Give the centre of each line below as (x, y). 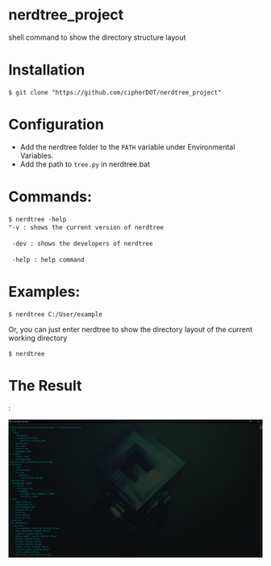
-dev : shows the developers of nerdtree (82, 243)
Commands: (50, 196)
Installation (47, 70)
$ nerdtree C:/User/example (56, 314)
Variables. (37, 155)
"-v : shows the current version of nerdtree (86, 227)
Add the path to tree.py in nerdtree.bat (85, 164)
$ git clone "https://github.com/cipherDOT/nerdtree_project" (115, 92)
